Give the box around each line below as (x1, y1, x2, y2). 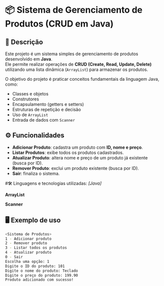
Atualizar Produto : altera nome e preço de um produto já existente (12, 155, 148, 160)
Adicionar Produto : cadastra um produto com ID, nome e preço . (12, 144, 143, 150)
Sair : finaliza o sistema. (12, 170, 60, 176)
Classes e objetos (12, 91, 49, 96)
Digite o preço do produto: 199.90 (5, 273, 78, 278)
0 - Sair (5, 254, 23, 259)
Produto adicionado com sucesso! (5, 277, 74, 283)
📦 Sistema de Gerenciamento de (5, 4, 143, 16)
